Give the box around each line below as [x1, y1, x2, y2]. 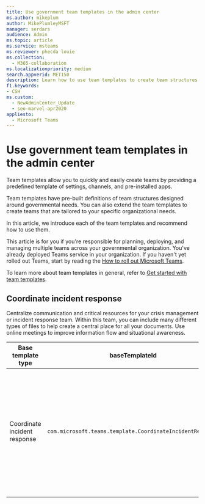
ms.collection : [6, 54, 45, 60]
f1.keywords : [6, 83, 40, 89]
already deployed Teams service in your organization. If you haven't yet [6, 251, 186, 258]
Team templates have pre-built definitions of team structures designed [6, 195, 184, 202]
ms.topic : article [6, 37, 53, 43]
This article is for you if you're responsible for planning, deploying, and [6, 238, 184, 245]
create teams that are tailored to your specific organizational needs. [6, 208, 177, 215]
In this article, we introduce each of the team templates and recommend [6, 219, 188, 227]
